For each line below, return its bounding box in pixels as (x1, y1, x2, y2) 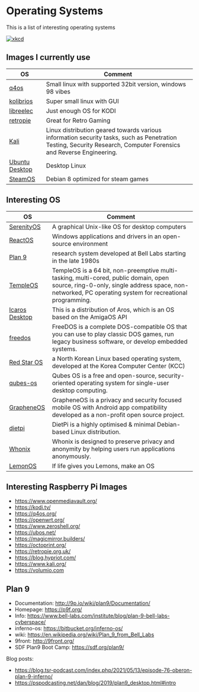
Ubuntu (9, 158, 30, 166)
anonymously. (52, 452, 91, 460)
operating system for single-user (76, 379, 169, 387)
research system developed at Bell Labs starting (52, 249, 187, 257)
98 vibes (46, 87, 71, 95)
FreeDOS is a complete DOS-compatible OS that (52, 322, 188, 331)
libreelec (9, 107, 34, 115)
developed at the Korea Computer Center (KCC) (52, 361, 185, 370)
